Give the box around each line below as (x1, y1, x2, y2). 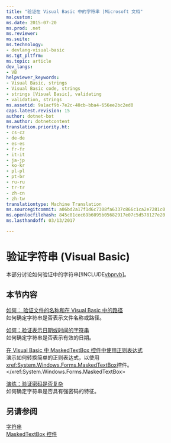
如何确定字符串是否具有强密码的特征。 (6, 387, 99, 395)
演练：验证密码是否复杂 (6, 380, 63, 387)
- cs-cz (6, 130, 25, 136)
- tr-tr (6, 185, 25, 190)
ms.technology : (6, 42, 44, 48)
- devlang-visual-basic (6, 47, 65, 53)
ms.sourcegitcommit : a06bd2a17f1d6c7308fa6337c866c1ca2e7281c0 (6, 206, 166, 213)
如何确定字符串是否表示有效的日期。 (6, 334, 95, 341)
